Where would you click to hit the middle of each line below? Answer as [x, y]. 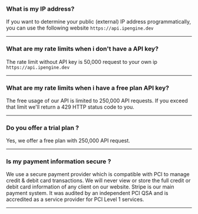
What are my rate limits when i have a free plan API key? [88, 87]
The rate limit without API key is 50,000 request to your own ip [82, 61]
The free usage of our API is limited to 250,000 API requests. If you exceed [97, 100]
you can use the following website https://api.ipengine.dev [80, 28]
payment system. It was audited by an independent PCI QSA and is [87, 193]
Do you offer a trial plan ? [43, 128]
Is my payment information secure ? [59, 161]
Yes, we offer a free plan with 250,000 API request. [68, 141]
